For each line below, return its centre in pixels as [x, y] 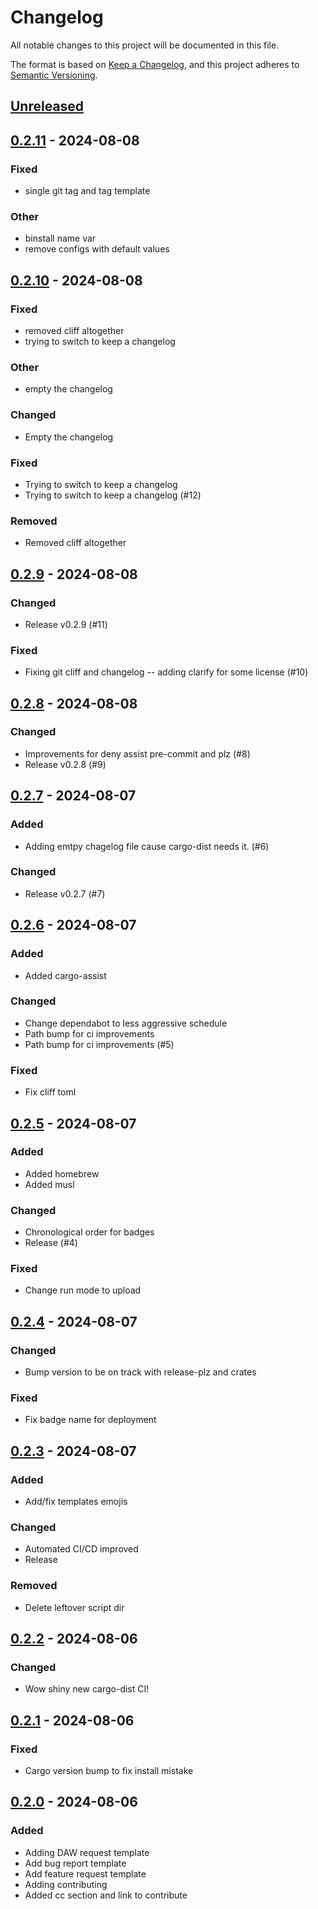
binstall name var [60, 238]
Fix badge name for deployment [90, 1420]
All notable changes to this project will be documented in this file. [145, 45]
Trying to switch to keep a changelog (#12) [113, 495]
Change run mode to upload [83, 1290]
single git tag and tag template [87, 191]
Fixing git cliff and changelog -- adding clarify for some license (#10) [166, 672]
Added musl [49, 1184]
